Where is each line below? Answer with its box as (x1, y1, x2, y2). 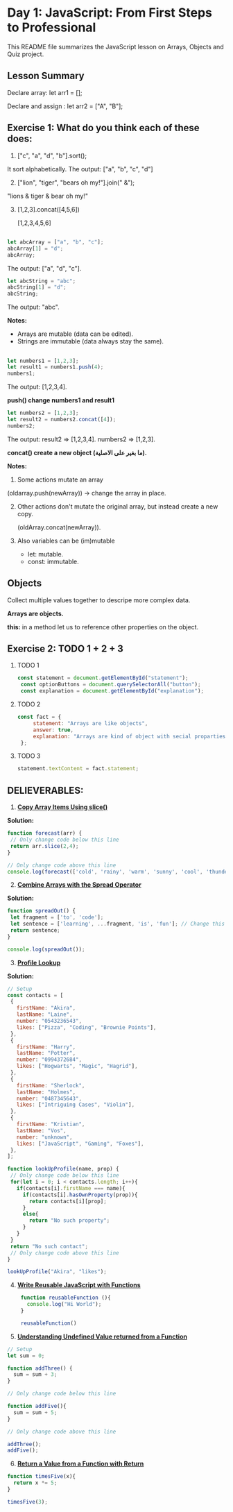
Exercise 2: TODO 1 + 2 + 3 (7, 643, 123, 655)
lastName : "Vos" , (16, 1127, 67, 1134)
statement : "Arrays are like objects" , (33, 720, 148, 727)
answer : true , (33, 727, 74, 733)
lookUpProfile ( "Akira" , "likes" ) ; (7, 1268, 107, 1275)
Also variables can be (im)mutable (17, 536, 116, 545)
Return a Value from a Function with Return (17, 1459, 144, 1468)
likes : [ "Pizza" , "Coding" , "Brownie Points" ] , (16, 1023, 157, 1031)
